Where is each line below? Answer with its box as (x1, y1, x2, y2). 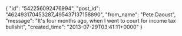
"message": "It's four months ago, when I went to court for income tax (5, 17, 176, 24)
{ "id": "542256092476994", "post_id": (5, 5, 101, 12)
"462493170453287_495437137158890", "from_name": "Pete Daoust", (5, 11, 176, 18)
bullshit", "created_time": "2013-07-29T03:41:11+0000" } (5, 23, 143, 30)
